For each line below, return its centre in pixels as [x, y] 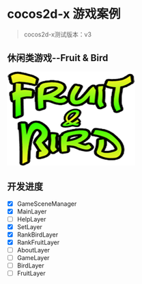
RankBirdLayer [38, 235]
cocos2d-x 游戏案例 [64, 14]
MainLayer [32, 211]
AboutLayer [33, 250]
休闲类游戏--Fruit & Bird [58, 58]
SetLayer [30, 226]
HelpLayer [31, 219]
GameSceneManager [47, 204]
